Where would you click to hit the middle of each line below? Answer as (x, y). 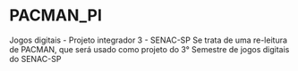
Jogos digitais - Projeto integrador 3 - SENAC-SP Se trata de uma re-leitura (149, 40)
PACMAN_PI (56, 16)
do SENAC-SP (35, 59)
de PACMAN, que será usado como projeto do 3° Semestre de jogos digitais (149, 49)
